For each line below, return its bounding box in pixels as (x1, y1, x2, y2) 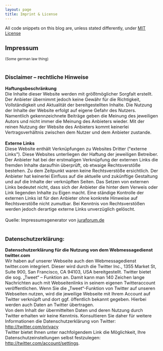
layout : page (5, 7, 32, 12)
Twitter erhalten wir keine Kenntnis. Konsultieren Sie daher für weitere (5, 313, 152, 319)
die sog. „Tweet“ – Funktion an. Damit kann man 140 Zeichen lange (5, 274, 145, 281)
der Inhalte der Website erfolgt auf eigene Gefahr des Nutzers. (5, 107, 136, 114)
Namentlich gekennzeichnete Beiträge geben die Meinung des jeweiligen (5, 113, 158, 119)
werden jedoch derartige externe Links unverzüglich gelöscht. (5, 206, 135, 212)
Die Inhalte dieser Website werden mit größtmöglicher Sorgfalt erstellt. (5, 91, 153, 97)
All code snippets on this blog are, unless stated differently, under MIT (5, 25, 146, 31)
